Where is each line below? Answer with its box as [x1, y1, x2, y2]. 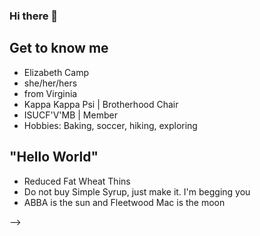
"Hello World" [9, 149, 99, 166]
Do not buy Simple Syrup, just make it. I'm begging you [23, 185, 251, 198]
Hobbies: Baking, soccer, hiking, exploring [23, 119, 198, 131]
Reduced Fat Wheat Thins [23, 175, 131, 187]
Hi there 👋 [9, 9, 59, 23]
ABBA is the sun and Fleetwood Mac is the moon [23, 196, 226, 208]
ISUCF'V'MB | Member [23, 109, 118, 121]
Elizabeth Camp [23, 66, 90, 78]
